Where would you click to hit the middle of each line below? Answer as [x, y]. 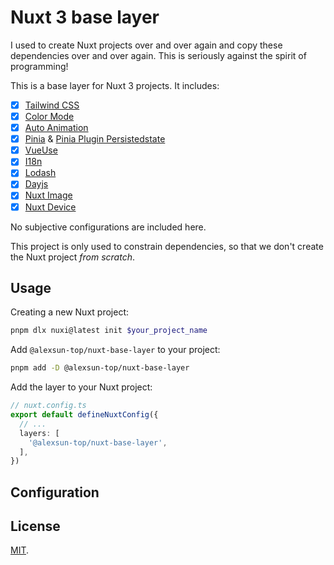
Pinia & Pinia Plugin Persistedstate [95, 139]
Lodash [40, 173]
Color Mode [49, 116]
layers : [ [39, 433]
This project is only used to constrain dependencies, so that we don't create [167, 246]
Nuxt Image [48, 195]
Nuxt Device [50, 207]
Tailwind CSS [52, 105]
